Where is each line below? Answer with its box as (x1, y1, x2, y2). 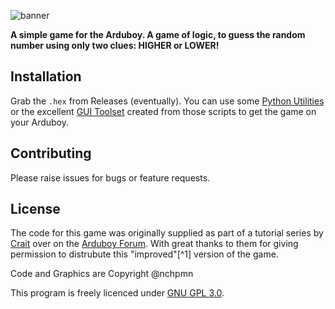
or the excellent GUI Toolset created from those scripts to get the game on (10, 105, 317, 117)
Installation (10, 68, 82, 85)
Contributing (10, 145, 92, 162)
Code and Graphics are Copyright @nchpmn (10, 268, 194, 280)
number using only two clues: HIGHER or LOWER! (10, 40, 220, 51)
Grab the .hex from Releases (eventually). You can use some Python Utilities (10, 95, 325, 107)
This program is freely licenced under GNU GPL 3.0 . (10, 287, 225, 299)
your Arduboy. (10, 116, 70, 128)
